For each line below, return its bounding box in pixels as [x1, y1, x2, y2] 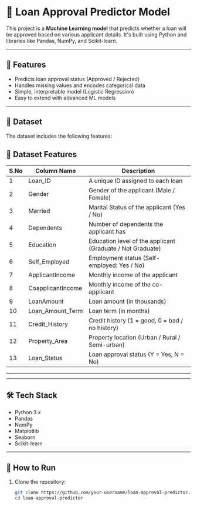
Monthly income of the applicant [89, 271, 178, 279]
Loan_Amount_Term [28, 307, 83, 315]
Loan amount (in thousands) [89, 297, 167, 305]
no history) [89, 324, 119, 332]
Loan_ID [28, 177, 51, 185]
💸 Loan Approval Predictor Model [6, 5, 170, 19]
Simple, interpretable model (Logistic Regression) [14, 88, 134, 95]
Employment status [89, 254, 142, 262]
